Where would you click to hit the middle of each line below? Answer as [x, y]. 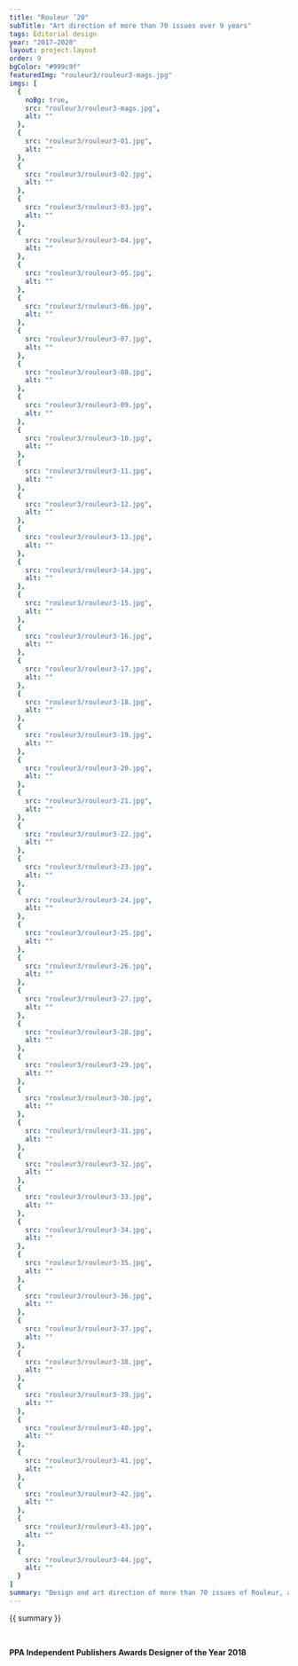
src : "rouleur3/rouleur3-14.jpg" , [89, 570]
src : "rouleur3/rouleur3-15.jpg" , [89, 603]
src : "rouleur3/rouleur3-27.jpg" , [89, 999]
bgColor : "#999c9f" [45, 67]
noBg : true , [47, 100]
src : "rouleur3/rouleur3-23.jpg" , [89, 867]
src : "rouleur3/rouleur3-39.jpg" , [89, 1395]
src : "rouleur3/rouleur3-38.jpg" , [89, 1362]
